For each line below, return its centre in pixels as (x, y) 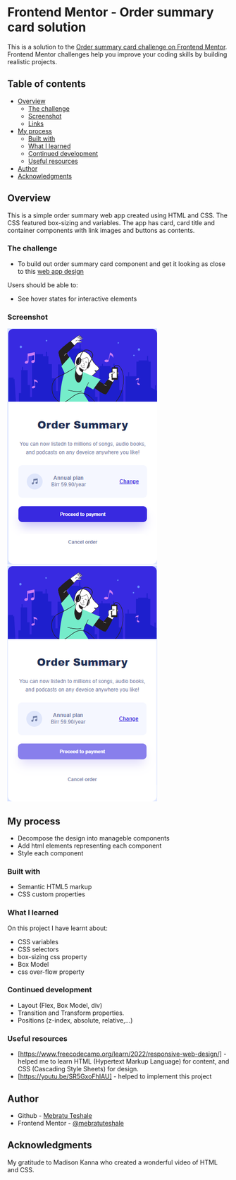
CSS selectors (38, 949)
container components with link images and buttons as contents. (101, 230)
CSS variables (38, 941)
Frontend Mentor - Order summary (111, 12)
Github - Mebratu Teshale (55, 1115)
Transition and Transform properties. (71, 1013)
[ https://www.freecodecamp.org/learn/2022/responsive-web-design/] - (122, 1054)
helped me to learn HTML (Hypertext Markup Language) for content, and (123, 1061)
